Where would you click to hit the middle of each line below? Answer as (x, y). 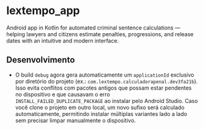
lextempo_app (43, 11)
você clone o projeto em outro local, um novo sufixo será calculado (100, 107)
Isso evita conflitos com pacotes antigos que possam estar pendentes (103, 88)
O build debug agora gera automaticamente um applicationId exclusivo (104, 75)
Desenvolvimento (41, 60)
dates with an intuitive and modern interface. (63, 40)
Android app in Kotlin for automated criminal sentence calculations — (93, 28)
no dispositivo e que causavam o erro (63, 94)
